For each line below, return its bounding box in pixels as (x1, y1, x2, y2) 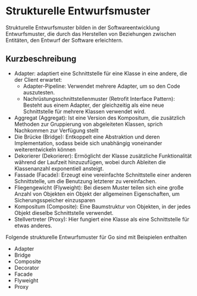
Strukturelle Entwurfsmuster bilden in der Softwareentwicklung (5, 24, 160, 31)
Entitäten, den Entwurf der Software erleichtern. (5, 36, 123, 44)
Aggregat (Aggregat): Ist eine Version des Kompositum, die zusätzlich (14, 114, 186, 121)
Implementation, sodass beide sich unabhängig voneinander (14, 139, 162, 147)
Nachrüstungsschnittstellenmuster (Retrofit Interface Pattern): (23, 95, 175, 102)
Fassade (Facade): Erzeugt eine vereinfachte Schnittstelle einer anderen (14, 171, 192, 178)
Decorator (14, 264, 39, 271)
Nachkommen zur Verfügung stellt (14, 127, 99, 134)
